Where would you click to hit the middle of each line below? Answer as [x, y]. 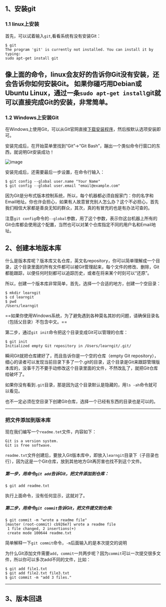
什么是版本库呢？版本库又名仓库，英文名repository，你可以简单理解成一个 [81, 261]
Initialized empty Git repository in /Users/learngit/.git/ [68, 346]
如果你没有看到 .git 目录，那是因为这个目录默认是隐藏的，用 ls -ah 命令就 [79, 385]
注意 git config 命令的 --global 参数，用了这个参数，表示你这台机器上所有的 [81, 218]
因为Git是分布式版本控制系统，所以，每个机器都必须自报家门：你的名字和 [80, 196]
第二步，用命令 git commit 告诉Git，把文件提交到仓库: [59, 508]
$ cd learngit [20, 297]
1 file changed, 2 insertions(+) [42, 529]
